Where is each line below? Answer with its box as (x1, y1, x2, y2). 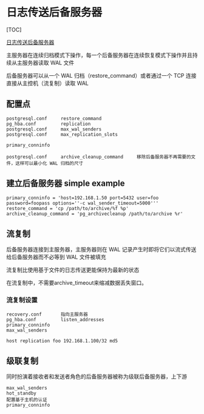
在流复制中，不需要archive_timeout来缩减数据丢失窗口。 (6, 279, 148, 287)
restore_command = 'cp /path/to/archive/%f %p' (6, 205, 129, 211)
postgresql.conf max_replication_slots (6, 131, 118, 137)
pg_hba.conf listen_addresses (6, 316, 104, 322)
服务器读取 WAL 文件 (22, 59, 75, 66)
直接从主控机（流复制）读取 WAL (6, 80, 89, 87)
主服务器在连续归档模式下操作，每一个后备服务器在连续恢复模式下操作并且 (6, 51, 192, 58)
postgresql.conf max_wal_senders (6, 126, 102, 132)
